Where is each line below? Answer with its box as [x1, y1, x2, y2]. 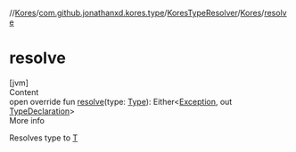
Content [9, 86, 39, 97]
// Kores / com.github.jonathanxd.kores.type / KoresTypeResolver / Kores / [9, 8, 265, 18]
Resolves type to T [9, 132, 78, 143]
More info [9, 115, 45, 125]
